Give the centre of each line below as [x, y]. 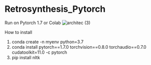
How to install [18, 32]
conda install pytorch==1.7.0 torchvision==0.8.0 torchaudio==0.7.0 [79, 47]
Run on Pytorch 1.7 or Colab [33, 23]
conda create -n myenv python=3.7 [48, 42]
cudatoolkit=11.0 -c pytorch [39, 52]
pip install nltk [26, 57]
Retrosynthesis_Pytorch [55, 9]
